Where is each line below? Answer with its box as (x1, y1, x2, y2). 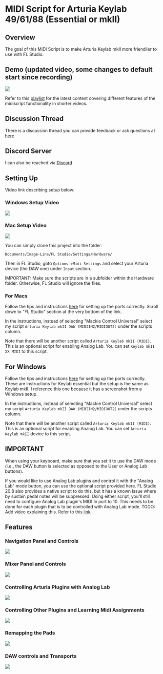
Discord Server (5, 147, 52, 155)
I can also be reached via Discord (5, 160, 72, 166)
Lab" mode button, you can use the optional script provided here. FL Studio (5, 483, 157, 489)
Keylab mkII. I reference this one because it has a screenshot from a (5, 386, 142, 392)
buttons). (5, 468, 23, 474)
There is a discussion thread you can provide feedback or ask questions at (5, 127, 155, 133)
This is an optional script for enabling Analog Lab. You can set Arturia (5, 425, 146, 431)
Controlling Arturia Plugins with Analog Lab (5, 584, 110, 590)
